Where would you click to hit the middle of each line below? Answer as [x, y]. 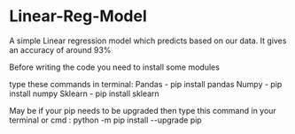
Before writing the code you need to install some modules [114, 67]
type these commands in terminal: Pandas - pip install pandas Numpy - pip [146, 84]
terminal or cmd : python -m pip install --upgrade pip [105, 120]
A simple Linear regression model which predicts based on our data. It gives [148, 41]
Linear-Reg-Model [78, 16]
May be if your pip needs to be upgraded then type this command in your [143, 110]
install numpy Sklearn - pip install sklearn [84, 93]
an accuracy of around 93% [60, 49]
